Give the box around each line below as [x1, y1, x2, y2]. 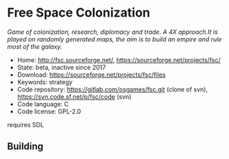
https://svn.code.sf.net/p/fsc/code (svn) [17, 92, 132, 101]
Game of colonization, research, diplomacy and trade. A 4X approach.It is [7, 28, 219, 36]
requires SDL [7, 120, 44, 129]
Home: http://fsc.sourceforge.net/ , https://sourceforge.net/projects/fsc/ [17, 55, 221, 64]
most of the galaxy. [7, 42, 63, 50]
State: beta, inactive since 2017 [17, 63, 106, 71]
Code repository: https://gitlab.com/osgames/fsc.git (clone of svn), [17, 85, 208, 93]
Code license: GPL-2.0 [17, 107, 81, 115]
